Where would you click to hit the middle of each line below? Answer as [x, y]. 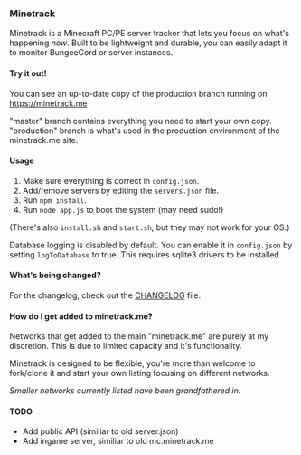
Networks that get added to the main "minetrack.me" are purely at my [139, 336]
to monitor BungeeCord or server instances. [91, 53]
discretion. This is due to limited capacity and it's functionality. [126, 346]
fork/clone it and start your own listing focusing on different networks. [140, 373]
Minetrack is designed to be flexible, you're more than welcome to [132, 363]
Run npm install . [55, 200]
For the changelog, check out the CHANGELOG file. [105, 295]
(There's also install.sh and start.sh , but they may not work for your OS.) [150, 227]
